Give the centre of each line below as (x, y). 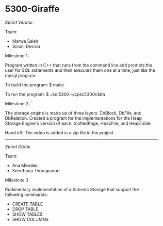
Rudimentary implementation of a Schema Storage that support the (72, 189)
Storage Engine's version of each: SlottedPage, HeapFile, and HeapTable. (78, 123)
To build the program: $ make (34, 85)
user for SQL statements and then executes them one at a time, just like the (80, 70)
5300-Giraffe (32, 9)
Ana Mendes (25, 165)
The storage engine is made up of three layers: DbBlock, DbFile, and (73, 113)
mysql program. (21, 75)
